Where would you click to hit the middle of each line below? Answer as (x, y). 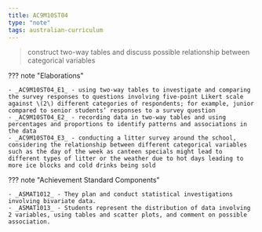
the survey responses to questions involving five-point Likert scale (126, 97)
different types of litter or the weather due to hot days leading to (126, 159)
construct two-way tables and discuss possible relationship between (138, 53)
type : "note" (29, 23)
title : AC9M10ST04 (38, 15)
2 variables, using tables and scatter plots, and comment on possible (127, 215)
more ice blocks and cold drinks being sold (82, 165)
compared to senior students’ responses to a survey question (112, 111)
